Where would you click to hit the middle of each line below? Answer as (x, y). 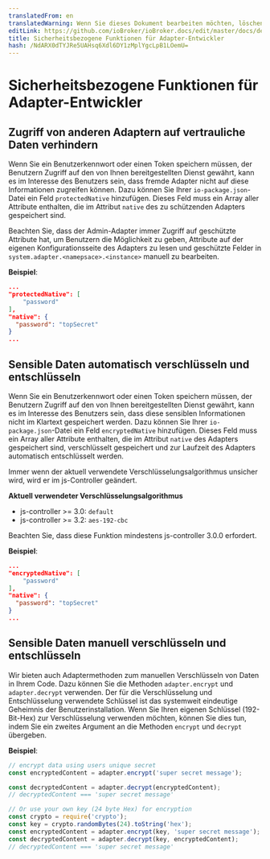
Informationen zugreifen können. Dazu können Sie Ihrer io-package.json (128, 190)
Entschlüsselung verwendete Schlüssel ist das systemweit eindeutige (123, 701)
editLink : (25, 31)
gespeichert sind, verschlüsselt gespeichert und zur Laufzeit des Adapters (132, 447)
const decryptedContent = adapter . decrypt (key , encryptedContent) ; (124, 839)
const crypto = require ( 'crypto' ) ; (68, 817)
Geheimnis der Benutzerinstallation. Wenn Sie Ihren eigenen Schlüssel (125, 709)
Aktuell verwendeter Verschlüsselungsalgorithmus (96, 495)
